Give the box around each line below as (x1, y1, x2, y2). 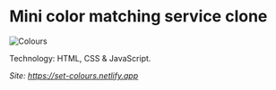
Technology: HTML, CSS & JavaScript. (9, 53, 151, 63)
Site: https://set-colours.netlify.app (9, 70, 139, 81)
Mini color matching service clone (9, 6, 268, 27)
